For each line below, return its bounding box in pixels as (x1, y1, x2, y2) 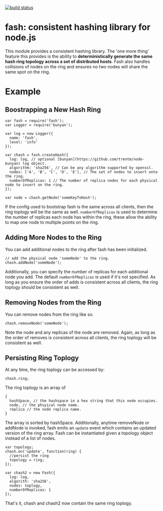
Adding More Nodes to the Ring (5, 233, 102, 242)
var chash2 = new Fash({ (5, 470, 55, 475)
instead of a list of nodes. (5, 435, 56, 441)
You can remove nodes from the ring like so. (5, 311, 94, 317)
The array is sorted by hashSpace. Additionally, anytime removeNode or (5, 420, 149, 426)
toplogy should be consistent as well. (5, 284, 80, 290)
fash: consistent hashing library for (5, 22, 151, 33)
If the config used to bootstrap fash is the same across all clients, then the (5, 204, 154, 209)
